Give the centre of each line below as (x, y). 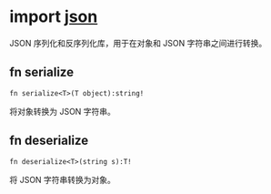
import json (54, 17)
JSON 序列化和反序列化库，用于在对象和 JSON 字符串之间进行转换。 (138, 43)
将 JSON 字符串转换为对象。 (63, 179)
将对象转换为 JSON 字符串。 (63, 111)
